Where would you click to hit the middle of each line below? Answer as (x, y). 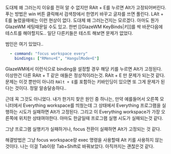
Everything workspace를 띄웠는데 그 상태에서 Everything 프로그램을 (92, 105)
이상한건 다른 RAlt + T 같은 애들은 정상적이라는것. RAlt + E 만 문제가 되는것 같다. (85, 75)
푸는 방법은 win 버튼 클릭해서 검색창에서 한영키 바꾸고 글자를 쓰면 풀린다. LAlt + (84, 14)
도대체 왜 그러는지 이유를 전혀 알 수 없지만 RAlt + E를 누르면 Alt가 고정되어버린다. (86, 7)
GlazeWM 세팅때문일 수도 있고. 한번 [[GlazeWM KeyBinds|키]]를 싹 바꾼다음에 (84, 27)
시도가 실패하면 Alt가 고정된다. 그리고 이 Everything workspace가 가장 (89, 112)
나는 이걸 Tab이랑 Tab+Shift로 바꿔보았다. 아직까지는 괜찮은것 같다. (87, 146)
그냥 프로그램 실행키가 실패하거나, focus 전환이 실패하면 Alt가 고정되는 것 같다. (83, 129)
